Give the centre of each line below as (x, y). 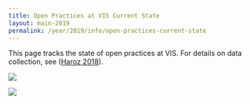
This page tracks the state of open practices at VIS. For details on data (125, 54)
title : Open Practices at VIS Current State (84, 16)
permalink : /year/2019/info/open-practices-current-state (107, 30)
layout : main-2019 (39, 23)
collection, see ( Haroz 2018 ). (56, 62)
